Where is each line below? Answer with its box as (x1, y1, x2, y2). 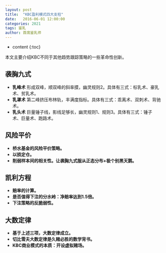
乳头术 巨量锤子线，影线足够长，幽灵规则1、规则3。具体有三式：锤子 (12, 109, 153, 115)
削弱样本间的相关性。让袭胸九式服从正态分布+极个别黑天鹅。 (12, 157, 137, 164)
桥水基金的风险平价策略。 (12, 145, 65, 151)
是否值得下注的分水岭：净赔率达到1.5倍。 (12, 194, 97, 200)
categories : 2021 (5, 21, 41, 26)
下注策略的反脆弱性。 (12, 200, 56, 206)
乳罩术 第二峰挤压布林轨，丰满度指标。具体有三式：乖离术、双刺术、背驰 (12, 96, 161, 102)
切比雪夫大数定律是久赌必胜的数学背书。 (12, 236, 95, 242)
